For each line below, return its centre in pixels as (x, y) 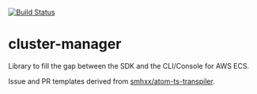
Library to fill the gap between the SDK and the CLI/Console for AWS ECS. (129, 66)
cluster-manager (65, 44)
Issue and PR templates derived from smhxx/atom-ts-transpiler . (111, 81)
